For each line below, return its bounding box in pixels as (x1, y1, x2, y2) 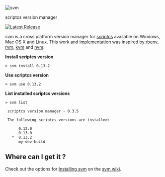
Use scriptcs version (5, 72, 49, 78)
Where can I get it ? (5, 153, 66, 161)
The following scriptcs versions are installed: (7, 117, 110, 122)
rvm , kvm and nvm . (5, 44, 45, 50)
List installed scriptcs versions (5, 90, 70, 96)
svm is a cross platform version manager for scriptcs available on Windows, (5, 34, 161, 39)
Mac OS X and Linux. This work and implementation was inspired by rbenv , (5, 39, 159, 45)
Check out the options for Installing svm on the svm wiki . (5, 166, 122, 172)
